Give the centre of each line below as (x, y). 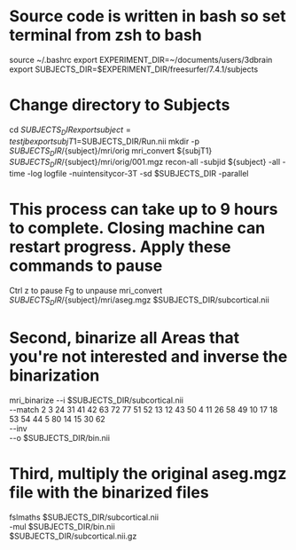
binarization (55, 376)
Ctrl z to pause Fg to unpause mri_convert (86, 291)
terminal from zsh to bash (105, 35)
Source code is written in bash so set (148, 16)
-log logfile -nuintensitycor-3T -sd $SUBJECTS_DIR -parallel (138, 174)
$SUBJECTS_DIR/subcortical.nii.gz (73, 536)
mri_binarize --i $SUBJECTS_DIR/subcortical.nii (97, 400)
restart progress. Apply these (121, 247)
